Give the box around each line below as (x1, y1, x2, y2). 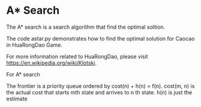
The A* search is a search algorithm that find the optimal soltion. (6, 23, 166, 30)
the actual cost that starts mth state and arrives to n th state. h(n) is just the (6, 88, 193, 96)
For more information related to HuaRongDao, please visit (6, 53, 148, 60)
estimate (6, 95, 28, 102)
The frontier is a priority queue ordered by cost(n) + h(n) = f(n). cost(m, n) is (6, 82, 195, 90)
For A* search (6, 71, 40, 78)
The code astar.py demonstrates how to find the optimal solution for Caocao (6, 35, 195, 42)
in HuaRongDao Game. (6, 41, 63, 48)
